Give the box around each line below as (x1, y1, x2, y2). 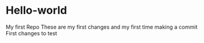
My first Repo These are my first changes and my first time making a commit (5, 23, 198, 30)
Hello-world (5, 4, 68, 17)
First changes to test (5, 29, 57, 36)
